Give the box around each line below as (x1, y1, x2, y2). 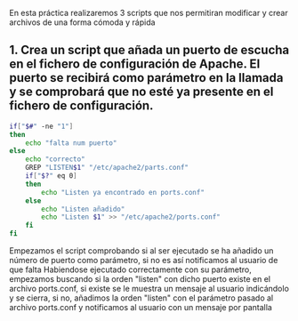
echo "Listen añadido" (41, 205, 125, 213)
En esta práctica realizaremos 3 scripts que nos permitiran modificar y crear (9, 8, 288, 18)
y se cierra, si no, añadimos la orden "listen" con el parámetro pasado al (9, 293, 274, 303)
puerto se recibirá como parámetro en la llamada (9, 70, 284, 85)
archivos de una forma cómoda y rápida (9, 17, 156, 28)
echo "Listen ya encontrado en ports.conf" (41, 188, 205, 197)
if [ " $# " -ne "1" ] (9, 122, 74, 131)
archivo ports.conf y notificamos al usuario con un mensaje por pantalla (9, 302, 273, 313)
